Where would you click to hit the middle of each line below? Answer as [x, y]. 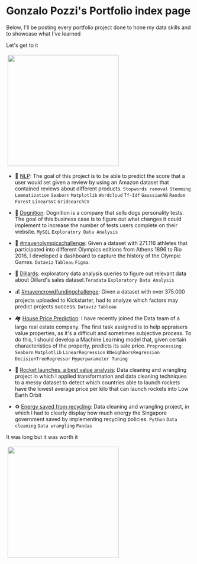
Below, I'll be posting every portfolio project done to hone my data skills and [98, 27]
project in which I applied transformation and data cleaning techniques [101, 376]
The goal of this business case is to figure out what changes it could [98, 219]
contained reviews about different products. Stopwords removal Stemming [103, 189]
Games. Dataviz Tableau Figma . [52, 262]
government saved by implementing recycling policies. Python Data [96, 419]
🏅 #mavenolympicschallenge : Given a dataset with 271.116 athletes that [101, 243]
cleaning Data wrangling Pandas [54, 426]
